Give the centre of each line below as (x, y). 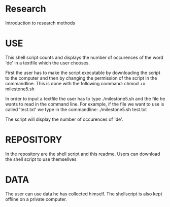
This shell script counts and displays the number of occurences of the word (84, 57)
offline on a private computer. (36, 199)
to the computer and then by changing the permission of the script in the (81, 78)
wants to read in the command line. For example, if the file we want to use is (85, 104)
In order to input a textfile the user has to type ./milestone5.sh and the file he (85, 98)
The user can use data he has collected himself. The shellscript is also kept (84, 194)
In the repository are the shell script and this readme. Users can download (83, 154)
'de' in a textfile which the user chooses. (47, 63)
